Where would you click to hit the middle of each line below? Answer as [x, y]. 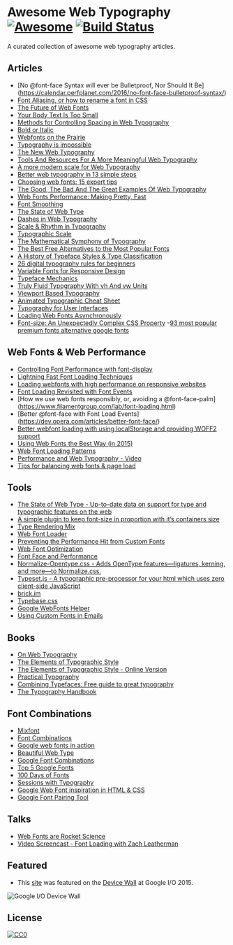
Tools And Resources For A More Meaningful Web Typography [107, 159]
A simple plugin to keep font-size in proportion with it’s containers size [118, 519]
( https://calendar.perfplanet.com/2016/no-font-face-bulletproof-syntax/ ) [122, 92]
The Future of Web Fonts [53, 107]
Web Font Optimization [50, 549]
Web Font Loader [42, 534]
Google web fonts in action [56, 745]
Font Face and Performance [57, 556]
